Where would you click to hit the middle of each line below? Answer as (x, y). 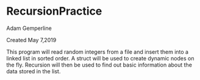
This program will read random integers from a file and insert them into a (98, 52)
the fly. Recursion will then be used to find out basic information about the (99, 65)
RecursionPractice (54, 11)
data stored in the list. (34, 71)
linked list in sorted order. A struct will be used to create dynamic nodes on (100, 58)
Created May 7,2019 (31, 40)
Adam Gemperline (29, 28)
